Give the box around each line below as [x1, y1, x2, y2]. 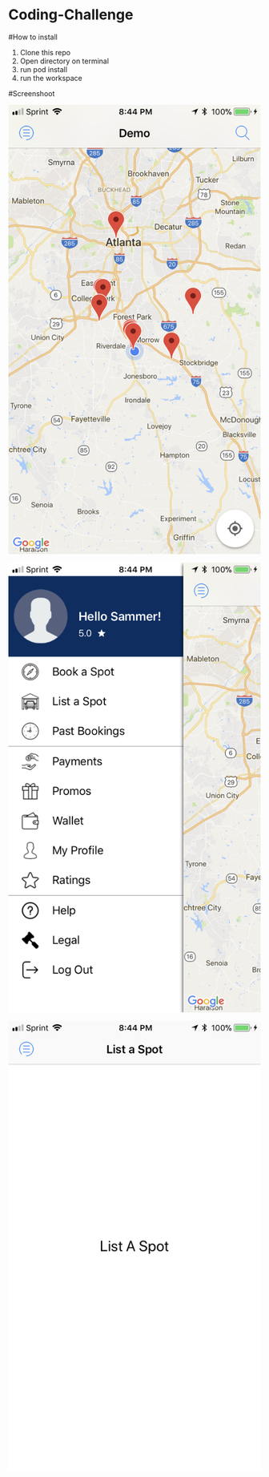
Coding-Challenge [8, 6, 134, 24]
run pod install [19, 64, 68, 74]
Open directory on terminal [19, 56, 110, 66]
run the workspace [19, 73, 82, 83]
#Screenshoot [8, 88, 55, 98]
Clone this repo [19, 47, 70, 57]
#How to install [8, 32, 58, 42]
